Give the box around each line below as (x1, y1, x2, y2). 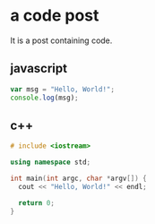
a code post (10, 5, 99, 26)
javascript (10, 61, 68, 76)
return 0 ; (18, 198, 55, 207)
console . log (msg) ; (10, 93, 79, 102)
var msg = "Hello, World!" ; (10, 84, 116, 94)
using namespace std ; (10, 158, 91, 167)
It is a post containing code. (10, 35, 113, 46)
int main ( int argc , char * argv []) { (10, 174, 147, 184)
